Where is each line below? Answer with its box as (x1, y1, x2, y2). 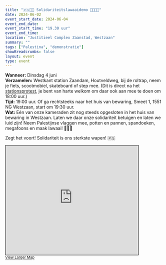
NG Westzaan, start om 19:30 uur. (5, 104, 75, 110)
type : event (5, 58, 30, 63)
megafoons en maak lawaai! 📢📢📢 (5, 125, 73, 131)
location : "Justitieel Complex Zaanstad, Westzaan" (5, 35, 115, 40)
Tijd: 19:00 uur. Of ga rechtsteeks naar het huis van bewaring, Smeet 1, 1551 (5, 98, 161, 105)
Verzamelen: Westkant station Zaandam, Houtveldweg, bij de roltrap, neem (5, 77, 161, 83)
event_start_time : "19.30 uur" (5, 26, 70, 31)
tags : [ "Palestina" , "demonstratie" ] (5, 44, 84, 49)
